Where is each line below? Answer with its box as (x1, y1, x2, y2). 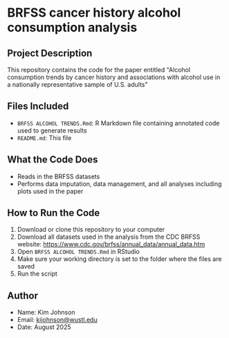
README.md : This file (17, 133, 72, 142)
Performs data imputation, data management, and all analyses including (17, 179, 222, 188)
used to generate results (17, 126, 88, 135)
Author (7, 289, 38, 301)
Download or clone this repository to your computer (17, 226, 165, 234)
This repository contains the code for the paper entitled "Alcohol (7, 66, 191, 74)
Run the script (17, 269, 57, 278)
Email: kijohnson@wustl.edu (17, 316, 98, 324)
